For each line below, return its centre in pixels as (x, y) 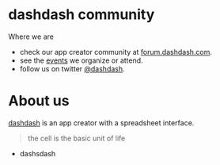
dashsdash (38, 153)
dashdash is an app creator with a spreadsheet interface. (101, 123)
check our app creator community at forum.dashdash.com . (116, 52)
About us (39, 101)
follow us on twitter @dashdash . (72, 68)
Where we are (31, 36)
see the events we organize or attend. (82, 60)
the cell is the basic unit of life (76, 138)
